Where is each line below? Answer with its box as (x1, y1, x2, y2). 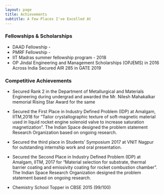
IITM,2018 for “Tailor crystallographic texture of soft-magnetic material (12, 114, 156, 119)
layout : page (5, 7, 32, 12)
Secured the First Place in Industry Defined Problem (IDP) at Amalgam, (12, 108, 156, 114)
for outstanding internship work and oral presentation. (12, 144, 122, 150)
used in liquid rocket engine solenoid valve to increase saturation (12, 119, 144, 125)
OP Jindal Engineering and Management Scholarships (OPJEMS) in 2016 (12, 60, 159, 66)
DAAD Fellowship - (12, 44, 51, 50)
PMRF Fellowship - (12, 49, 51, 55)
